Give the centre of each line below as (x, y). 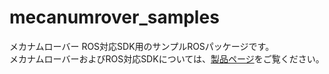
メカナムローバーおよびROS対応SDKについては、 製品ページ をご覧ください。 (167, 58)
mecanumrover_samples (114, 17)
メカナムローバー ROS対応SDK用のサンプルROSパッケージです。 (142, 46)
